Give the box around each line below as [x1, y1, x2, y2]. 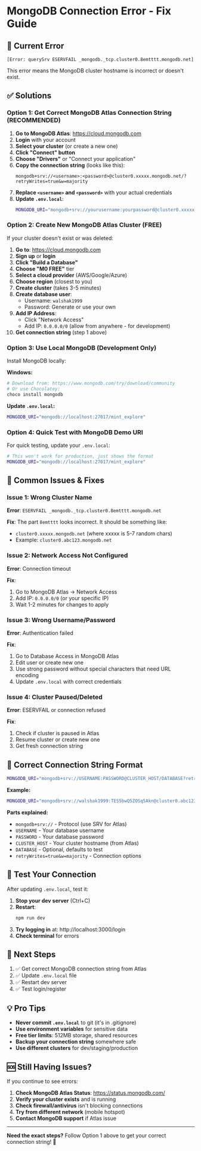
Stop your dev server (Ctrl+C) [15, 897, 91, 904]
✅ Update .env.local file [15, 972, 77, 979]
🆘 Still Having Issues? [7, 1062, 92, 1072]
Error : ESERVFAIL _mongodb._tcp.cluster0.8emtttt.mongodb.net [7, 507, 162, 514]
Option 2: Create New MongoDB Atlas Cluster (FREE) [7, 221, 162, 229]
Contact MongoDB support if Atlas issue [15, 1115, 117, 1122]
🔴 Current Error [7, 41, 64, 51]
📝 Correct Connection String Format [7, 760, 143, 770]
